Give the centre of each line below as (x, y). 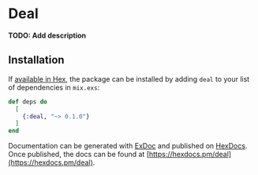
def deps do (28, 102)
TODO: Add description (47, 35)
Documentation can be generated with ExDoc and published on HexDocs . (128, 146)
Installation (36, 60)
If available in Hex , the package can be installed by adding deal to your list (129, 78)
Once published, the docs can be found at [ (79, 155)
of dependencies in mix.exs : (54, 87)
